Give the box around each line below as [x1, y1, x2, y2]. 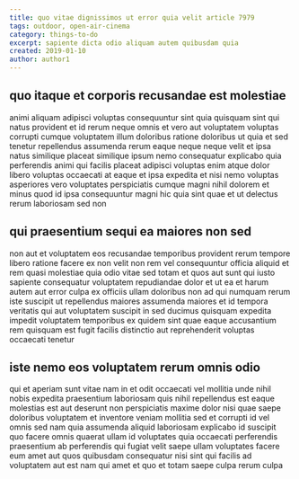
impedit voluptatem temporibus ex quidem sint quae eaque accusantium [9, 315, 277, 325]
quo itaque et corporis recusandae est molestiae [9, 88, 286, 103]
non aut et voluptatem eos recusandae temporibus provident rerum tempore [9, 248, 291, 259]
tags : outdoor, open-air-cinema [9, 22, 130, 31]
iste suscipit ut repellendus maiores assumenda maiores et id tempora [9, 296, 268, 306]
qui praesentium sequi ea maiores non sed [9, 224, 251, 239]
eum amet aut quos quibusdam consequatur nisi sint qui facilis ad [9, 450, 252, 461]
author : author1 [9, 55, 70, 64]
